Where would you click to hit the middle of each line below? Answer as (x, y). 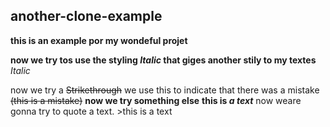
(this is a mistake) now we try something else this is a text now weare (156, 100)
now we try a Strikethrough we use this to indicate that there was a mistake (165, 90)
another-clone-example (86, 16)
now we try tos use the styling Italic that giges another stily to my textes (163, 60)
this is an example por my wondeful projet (99, 40)
